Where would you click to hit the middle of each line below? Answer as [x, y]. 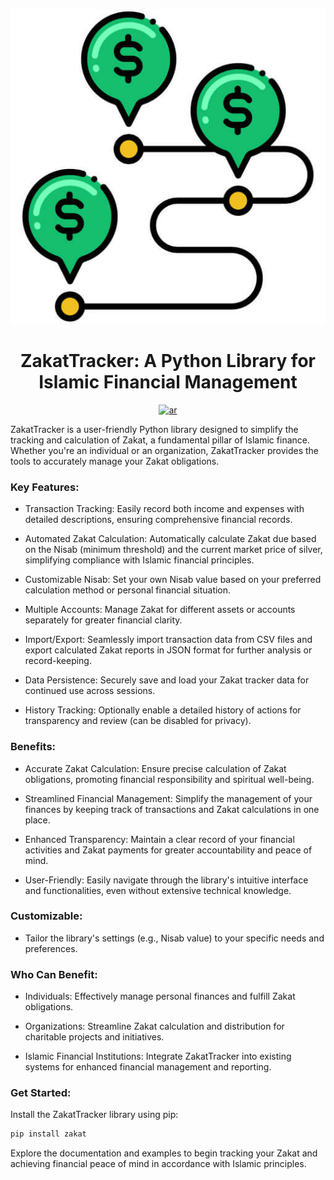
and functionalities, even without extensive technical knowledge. [158, 890]
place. [37, 820]
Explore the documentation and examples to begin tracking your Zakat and [164, 1153]
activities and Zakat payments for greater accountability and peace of [168, 850]
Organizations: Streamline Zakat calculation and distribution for [154, 1026]
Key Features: [45, 487]
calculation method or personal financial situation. [128, 590]
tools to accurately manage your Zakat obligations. [115, 461]
